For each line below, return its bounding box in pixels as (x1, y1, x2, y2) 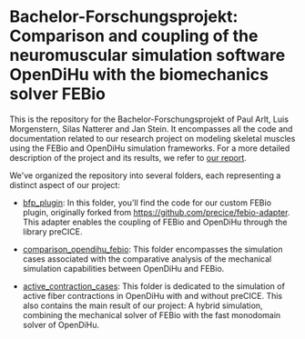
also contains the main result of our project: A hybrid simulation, (22, 300, 263, 311)
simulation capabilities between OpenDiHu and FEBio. (22, 263, 225, 274)
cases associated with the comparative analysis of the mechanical (22, 253, 272, 264)
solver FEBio (9, 84, 107, 105)
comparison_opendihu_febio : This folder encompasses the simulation (22, 244, 283, 254)
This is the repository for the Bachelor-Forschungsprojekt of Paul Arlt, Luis (9, 114, 290, 125)
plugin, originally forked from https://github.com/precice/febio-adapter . (22, 206, 290, 217)
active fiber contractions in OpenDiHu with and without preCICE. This (22, 290, 283, 301)
